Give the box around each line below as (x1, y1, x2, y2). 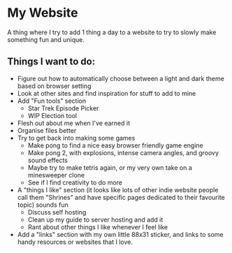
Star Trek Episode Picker (27, 103, 99, 113)
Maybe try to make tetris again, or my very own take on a (27, 163, 192, 172)
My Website (7, 5, 78, 21)
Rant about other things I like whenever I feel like (27, 222, 168, 231)
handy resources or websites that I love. (17, 238, 133, 246)
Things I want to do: (7, 56, 96, 68)
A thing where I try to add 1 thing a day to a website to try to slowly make (7, 28, 217, 36)
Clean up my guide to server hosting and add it (27, 215, 164, 224)
